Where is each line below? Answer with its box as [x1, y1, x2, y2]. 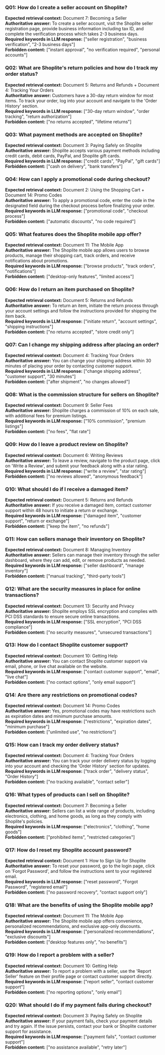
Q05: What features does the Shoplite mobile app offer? [5, 231, 142, 238]
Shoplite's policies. [5, 818, 43, 824]
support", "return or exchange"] [5, 518, 70, 524]
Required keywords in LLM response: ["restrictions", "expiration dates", [5, 718, 152, 724]
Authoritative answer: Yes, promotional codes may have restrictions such [5, 708, 156, 714]
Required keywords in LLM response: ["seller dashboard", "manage [5, 562, 144, 568]
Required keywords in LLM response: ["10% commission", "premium [5, 418, 146, 424]
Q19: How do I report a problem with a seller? [5, 952, 114, 958]
